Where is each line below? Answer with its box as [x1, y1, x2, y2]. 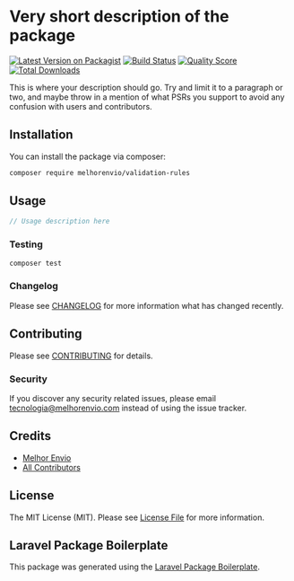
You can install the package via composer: [9, 151, 166, 162]
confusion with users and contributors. [9, 101, 152, 111]
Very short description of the [9, 6, 230, 27]
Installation [9, 128, 73, 143]
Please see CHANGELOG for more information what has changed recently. [9, 300, 284, 311]
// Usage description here [9, 217, 110, 226]
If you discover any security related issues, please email [9, 392, 217, 403]
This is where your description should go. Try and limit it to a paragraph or [9, 82, 284, 92]
